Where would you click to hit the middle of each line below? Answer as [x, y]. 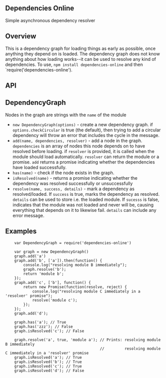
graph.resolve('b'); [45, 269]
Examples [21, 231]
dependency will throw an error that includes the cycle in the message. [86, 135]
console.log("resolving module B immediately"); [75, 265]
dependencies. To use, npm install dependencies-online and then [74, 64]
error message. [28, 215]
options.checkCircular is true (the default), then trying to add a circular [87, 130]
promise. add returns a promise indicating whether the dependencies [84, 162]
